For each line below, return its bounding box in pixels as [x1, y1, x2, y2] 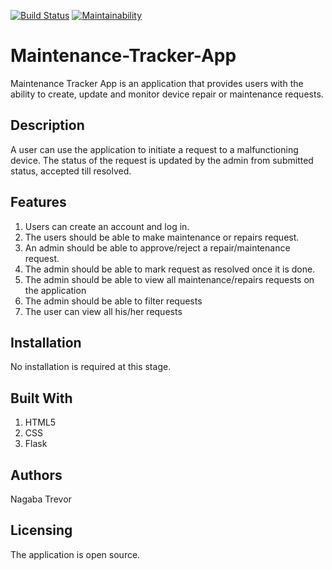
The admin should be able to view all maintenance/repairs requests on [24, 273, 315, 285]
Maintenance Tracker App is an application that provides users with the [10, 77, 304, 89]
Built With [10, 390, 73, 407]
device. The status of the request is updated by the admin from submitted [10, 154, 314, 166]
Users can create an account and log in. [24, 220, 190, 232]
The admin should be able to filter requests [24, 295, 203, 307]
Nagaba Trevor [10, 493, 72, 505]
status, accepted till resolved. [10, 165, 132, 177]
